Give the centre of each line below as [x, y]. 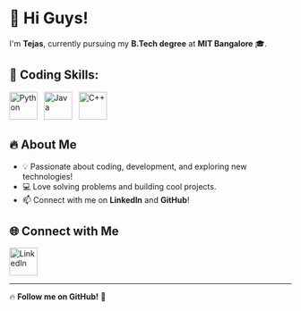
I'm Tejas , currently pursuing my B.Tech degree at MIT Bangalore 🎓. [138, 43]
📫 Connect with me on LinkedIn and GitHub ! [106, 199]
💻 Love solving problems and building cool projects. [119, 186]
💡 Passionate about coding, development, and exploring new [134, 166]
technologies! [47, 176]
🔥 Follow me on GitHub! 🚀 [58, 297]
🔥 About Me [43, 145]
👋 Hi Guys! [49, 18]
